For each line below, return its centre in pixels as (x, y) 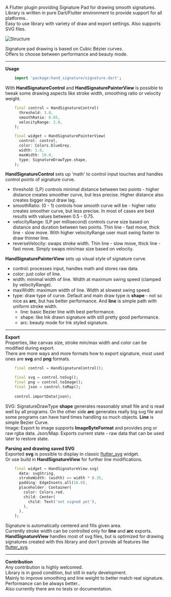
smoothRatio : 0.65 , (39, 117)
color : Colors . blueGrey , (45, 146)
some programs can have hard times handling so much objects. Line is (79, 417)
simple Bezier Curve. (27, 422)
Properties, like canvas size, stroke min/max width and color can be (76, 343)
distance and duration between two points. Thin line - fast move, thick (86, 227)
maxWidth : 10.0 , (36, 155)
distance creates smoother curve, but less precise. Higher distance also (88, 195)
